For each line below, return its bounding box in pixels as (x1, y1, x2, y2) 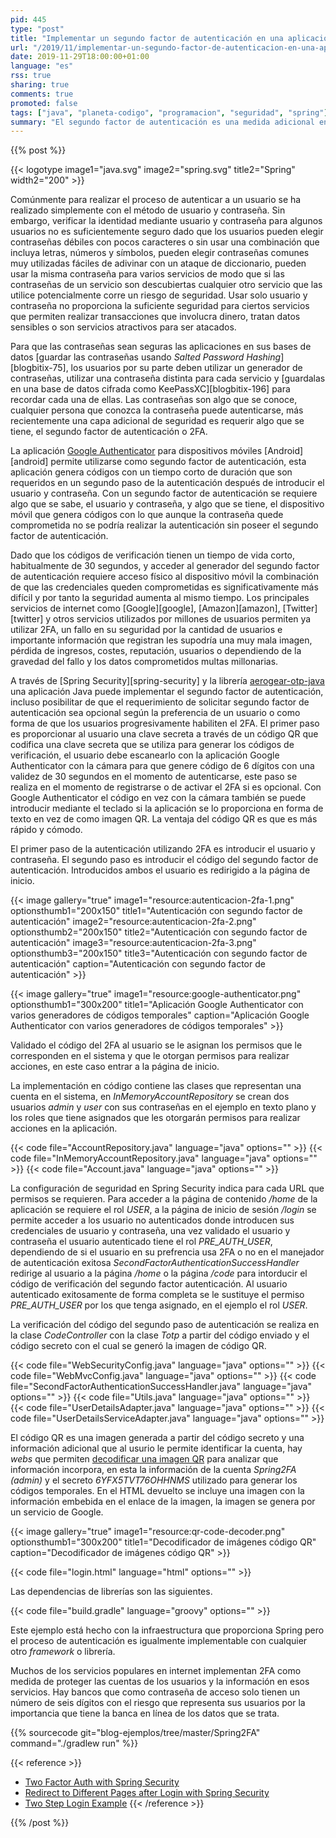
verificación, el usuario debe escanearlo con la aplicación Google (10, 749, 280, 761)
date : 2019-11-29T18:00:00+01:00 (10, 52, 150, 62)
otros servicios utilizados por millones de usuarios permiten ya (53, 613, 312, 625)
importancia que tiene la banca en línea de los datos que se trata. (10, 1707, 280, 1720)
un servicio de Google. (10, 1506, 104, 1518)
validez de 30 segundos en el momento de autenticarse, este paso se (10, 771, 298, 783)
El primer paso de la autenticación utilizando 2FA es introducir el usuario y (10, 843, 316, 855)
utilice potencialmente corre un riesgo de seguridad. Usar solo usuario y (10, 289, 308, 301)
